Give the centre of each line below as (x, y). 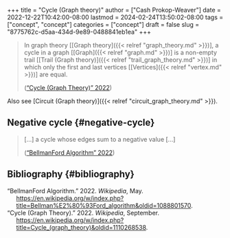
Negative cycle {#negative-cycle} (81, 123)
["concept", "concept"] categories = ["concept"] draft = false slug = (103, 24)
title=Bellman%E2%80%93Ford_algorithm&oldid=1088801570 (104, 205)
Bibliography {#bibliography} (71, 174)
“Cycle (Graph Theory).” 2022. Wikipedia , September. (83, 213)
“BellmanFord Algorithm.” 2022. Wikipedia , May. (76, 191)
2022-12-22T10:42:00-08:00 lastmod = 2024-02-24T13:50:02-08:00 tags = (115, 17)
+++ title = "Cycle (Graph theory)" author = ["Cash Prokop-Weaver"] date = (114, 10)
